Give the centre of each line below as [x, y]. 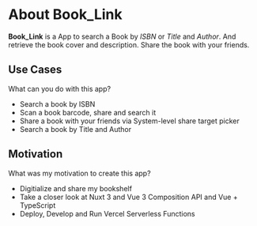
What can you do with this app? [60, 89]
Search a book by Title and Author [76, 129]
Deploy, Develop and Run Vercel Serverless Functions [107, 213]
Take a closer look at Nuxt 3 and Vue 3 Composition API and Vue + [129, 197]
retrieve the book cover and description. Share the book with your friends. [129, 44]
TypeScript [38, 205]
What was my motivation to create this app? [80, 173]
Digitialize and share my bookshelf [76, 188]
